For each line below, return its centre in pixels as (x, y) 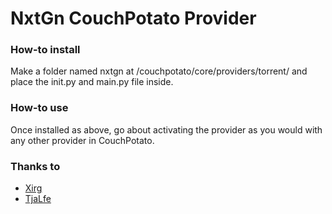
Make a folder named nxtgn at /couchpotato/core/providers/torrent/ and (159, 71)
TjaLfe (38, 199)
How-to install (45, 50)
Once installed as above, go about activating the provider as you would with (166, 129)
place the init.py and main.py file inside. (92, 82)
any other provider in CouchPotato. (82, 140)
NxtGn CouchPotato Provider (133, 18)
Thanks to (35, 166)
